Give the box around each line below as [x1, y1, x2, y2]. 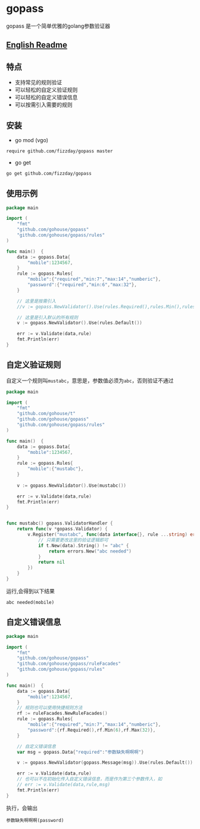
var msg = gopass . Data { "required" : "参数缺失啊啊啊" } [17, 749, 144, 755]
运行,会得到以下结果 [6, 587, 55, 594]
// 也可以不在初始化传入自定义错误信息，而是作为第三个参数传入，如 [17, 776, 162, 782]
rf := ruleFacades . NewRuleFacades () [17, 710, 108, 717]
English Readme [6, 40, 67, 50]
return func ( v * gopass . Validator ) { [17, 526, 108, 532]
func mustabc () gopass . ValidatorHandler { [6, 520, 113, 527]
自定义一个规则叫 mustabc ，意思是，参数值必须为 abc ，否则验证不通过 [6, 377, 174, 384]
